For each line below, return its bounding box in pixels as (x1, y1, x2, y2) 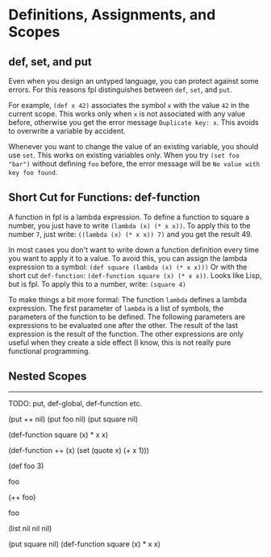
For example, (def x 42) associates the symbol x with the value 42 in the (8, 101, 250, 110)
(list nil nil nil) (8, 523, 52, 533)
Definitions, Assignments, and (8, 6, 216, 24)
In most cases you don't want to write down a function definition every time (8, 244, 260, 255)
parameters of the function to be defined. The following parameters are (8, 312, 246, 322)
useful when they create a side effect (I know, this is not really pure (8, 337, 231, 347)
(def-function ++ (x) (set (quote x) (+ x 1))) (8, 445, 149, 455)
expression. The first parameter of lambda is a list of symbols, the (8, 303, 224, 313)
